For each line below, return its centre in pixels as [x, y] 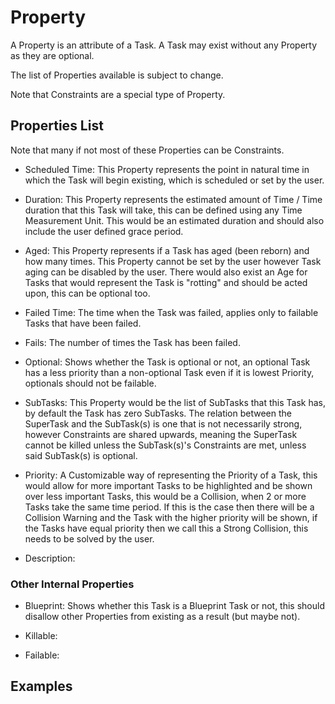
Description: [50, 558]
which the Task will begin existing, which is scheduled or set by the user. [174, 180]
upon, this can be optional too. [87, 293]
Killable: [41, 636]
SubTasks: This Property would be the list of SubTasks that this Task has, [175, 402]
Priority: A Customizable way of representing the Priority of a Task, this [171, 475]
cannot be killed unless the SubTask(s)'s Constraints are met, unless [165, 445]
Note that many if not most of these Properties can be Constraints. [147, 150]
